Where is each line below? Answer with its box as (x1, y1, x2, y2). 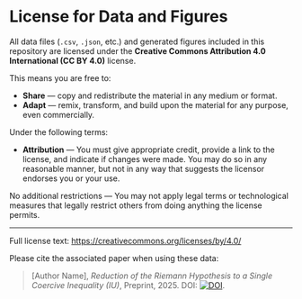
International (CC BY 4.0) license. (9, 55, 137, 66)
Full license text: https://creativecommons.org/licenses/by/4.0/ (9, 235, 242, 246)
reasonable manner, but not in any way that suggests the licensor (22, 163, 265, 174)
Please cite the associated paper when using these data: (9, 252, 219, 263)
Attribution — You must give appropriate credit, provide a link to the (22, 144, 276, 155)
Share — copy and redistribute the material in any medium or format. (22, 90, 278, 101)
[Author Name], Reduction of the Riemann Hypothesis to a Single (31, 270, 273, 281)
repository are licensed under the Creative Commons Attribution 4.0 (9, 45, 267, 56)
